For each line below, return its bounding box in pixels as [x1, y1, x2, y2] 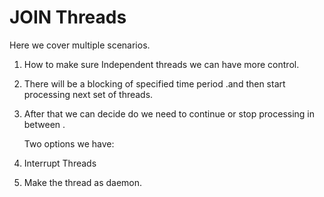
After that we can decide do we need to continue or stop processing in [23, 107, 316, 120]
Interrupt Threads [23, 157, 97, 169]
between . [23, 118, 66, 130]
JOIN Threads [9, 6, 127, 29]
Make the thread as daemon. [23, 176, 143, 188]
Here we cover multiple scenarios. [9, 39, 151, 51]
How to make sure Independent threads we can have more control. [23, 58, 300, 70]
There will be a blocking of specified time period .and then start [23, 77, 286, 90]
